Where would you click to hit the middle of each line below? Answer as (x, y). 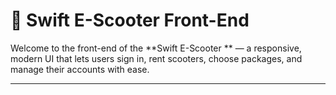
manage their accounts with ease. (80, 69)
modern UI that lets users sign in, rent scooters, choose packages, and (156, 58)
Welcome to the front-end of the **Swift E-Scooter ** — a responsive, (156, 48)
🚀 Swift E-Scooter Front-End (130, 20)
